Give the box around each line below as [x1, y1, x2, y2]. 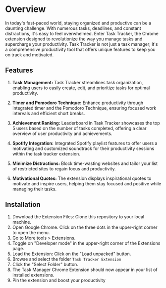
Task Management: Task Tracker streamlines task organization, [12, 79, 143, 85]
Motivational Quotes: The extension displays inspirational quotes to [12, 175, 152, 181]
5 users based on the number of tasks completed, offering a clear [12, 125, 147, 131]
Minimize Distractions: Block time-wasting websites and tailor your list [12, 160, 158, 166]
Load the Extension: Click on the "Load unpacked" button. [12, 251, 131, 257]
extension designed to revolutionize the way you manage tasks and [5, 36, 143, 42]
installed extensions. [12, 272, 55, 278]
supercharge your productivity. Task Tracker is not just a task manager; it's [5, 41, 158, 47]
